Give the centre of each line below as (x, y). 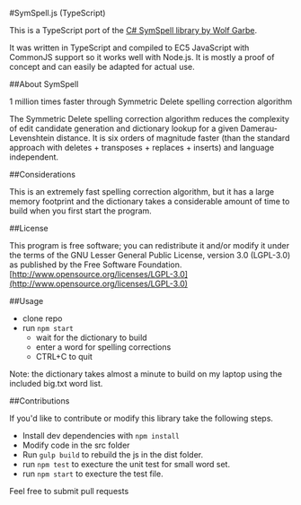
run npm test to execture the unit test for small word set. (126, 464)
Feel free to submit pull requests (69, 491)
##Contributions (40, 401)
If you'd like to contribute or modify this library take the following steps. (142, 418)
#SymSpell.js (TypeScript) (58, 13)
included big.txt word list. (56, 383)
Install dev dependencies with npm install (101, 435)
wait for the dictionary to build (91, 337)
